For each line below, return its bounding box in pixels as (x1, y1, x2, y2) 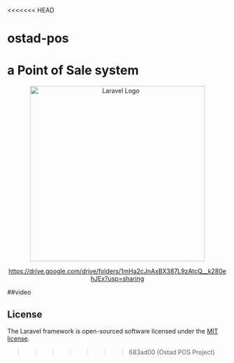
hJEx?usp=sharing (90, 275, 145, 283)
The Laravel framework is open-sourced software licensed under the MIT (7, 327, 219, 335)
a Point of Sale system (7, 62, 139, 78)
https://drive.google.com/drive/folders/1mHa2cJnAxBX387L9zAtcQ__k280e (8, 267, 227, 275)
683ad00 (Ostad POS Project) (129, 348, 215, 356)
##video (7, 288, 31, 296)
